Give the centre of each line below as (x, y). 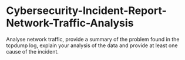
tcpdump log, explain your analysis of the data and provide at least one (92, 45)
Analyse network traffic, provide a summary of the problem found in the (93, 39)
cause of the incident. (32, 51)
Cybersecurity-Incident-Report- (87, 11)
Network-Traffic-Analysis (70, 23)
